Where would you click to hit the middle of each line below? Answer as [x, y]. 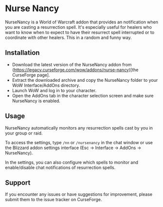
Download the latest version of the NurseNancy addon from [72, 64]
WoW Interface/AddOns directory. [46, 85]
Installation [22, 53]
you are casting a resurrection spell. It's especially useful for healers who [79, 27]
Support [18, 182]
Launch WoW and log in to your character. [54, 90]
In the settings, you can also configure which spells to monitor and [72, 162]
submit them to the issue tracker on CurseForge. [54, 200]
